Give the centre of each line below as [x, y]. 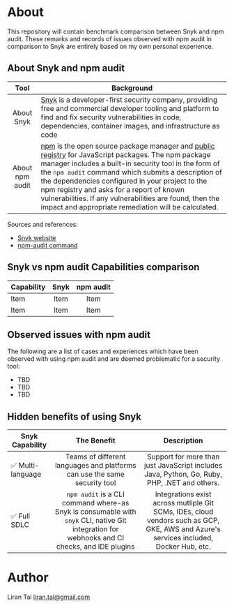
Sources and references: [43, 224]
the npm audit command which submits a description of [132, 172]
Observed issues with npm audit [79, 335]
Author [28, 578]
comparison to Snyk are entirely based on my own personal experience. [110, 46]
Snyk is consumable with [95, 512]
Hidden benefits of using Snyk [74, 416]
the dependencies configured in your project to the [124, 181]
